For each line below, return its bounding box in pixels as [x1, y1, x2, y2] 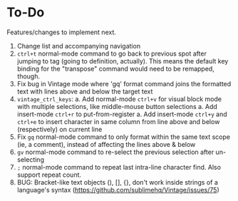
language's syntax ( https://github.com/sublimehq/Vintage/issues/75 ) [16, 185, 219, 194]
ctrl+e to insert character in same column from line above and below [16, 117, 220, 125]
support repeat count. [16, 170, 82, 179]
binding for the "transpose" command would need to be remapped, [16, 64, 214, 73]
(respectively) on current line [16, 125, 103, 133]
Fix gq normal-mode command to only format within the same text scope [16, 133, 231, 141]
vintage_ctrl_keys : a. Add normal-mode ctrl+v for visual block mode [16, 94, 222, 103]
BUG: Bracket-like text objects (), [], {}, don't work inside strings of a [16, 177, 218, 186]
